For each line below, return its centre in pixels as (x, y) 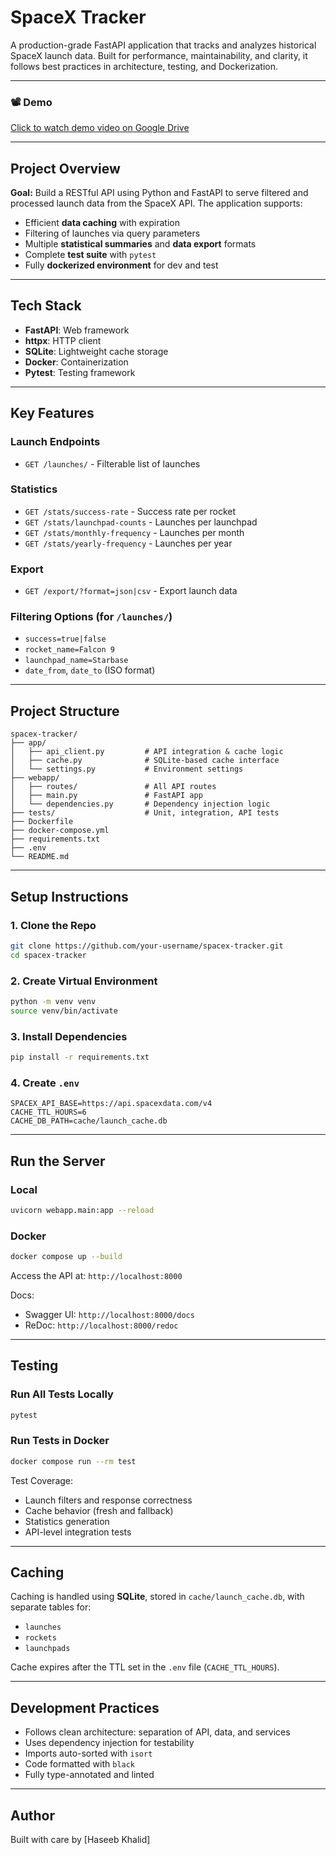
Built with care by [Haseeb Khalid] (80, 1840)
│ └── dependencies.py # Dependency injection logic (140, 804)
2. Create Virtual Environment (84, 981)
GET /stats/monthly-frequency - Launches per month (134, 532)
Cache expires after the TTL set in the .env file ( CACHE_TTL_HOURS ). (145, 1667)
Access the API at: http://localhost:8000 (96, 1275)
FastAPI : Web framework (77, 330)
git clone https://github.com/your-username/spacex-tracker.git (147, 946)
